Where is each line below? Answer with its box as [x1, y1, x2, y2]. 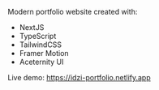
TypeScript [19, 32, 57, 41]
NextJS [19, 23, 45, 32]
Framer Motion [19, 49, 70, 58]
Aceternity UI [19, 57, 64, 66]
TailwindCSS [19, 40, 62, 49]
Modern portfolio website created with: [7, 7, 138, 16]
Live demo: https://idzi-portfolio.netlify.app [7, 73, 151, 82]
